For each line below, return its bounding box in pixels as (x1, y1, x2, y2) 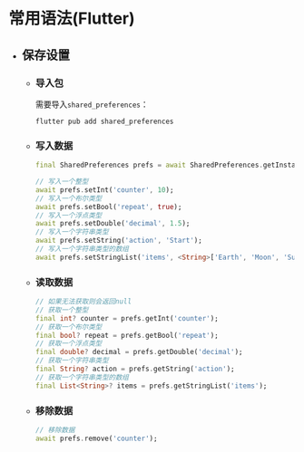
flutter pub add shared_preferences (34, 117, 174, 126)
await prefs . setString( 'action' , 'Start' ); (34, 236, 203, 245)
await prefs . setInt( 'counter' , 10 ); (34, 185, 174, 195)
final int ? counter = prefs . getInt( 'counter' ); (34, 313, 219, 322)
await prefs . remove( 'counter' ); (34, 434, 158, 443)
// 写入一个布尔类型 (34, 194, 103, 203)
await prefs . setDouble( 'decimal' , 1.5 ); (34, 219, 191, 228)
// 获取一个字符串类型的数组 (34, 372, 129, 381)
